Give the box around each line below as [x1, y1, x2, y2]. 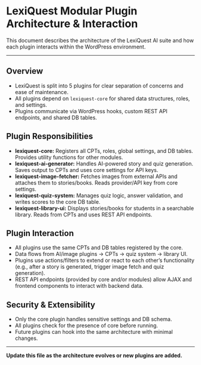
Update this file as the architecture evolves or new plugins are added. [6, 352, 182, 359]
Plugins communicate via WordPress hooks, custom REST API [14, 107, 167, 114]
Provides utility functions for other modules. [14, 153, 124, 161]
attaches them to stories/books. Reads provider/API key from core [14, 179, 178, 186]
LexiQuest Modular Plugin [6, 4, 138, 18]
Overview [6, 66, 44, 76]
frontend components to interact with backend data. [14, 282, 144, 289]
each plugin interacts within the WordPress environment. [6, 43, 146, 50]
